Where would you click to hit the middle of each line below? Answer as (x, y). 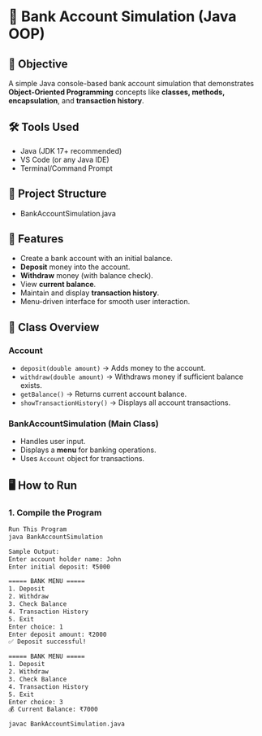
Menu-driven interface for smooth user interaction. (105, 302)
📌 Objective (38, 64)
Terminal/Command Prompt (67, 168)
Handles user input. (53, 442)
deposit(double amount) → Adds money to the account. (113, 368)
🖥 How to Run (43, 485)
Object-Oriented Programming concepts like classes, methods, (117, 92)
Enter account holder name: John (65, 559)
